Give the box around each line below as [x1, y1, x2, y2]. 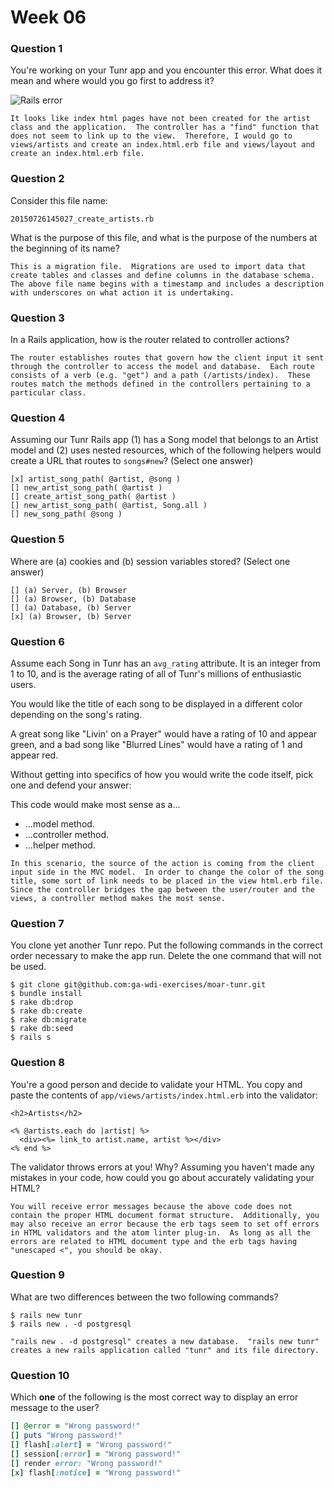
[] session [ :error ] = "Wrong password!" [10, 1449, 182, 1459]
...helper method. [24, 839, 96, 851]
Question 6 [10, 634, 65, 648]
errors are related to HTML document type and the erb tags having [10, 1236, 298, 1246]
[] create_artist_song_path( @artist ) [10, 492, 177, 502]
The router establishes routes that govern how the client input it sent [10, 353, 325, 363]
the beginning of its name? [10, 242, 120, 254]
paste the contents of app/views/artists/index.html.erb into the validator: [10, 1089, 318, 1101]
